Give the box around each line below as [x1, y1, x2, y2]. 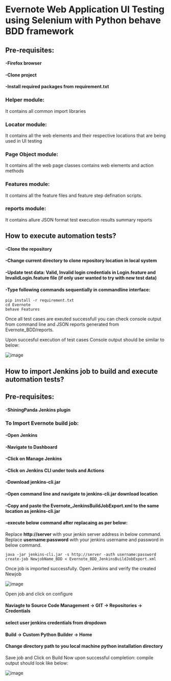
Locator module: [5, 121, 47, 128]
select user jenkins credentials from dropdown [5, 619, 107, 626]
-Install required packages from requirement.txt [5, 84, 109, 90]
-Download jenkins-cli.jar [5, 479, 61, 485]
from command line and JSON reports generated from [5, 322, 119, 328]
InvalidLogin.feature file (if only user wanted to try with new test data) [5, 275, 157, 281]
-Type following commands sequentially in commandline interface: [5, 286, 151, 293]
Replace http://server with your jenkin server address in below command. [5, 531, 162, 537]
